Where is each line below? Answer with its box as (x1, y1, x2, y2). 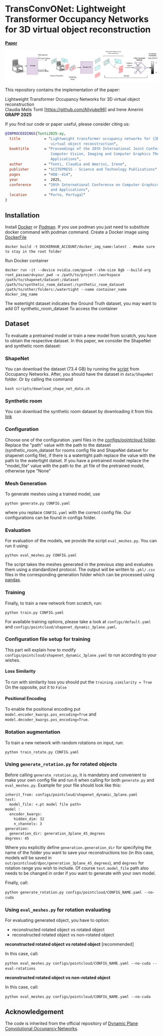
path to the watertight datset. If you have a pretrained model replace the (5, 457, 149, 463)
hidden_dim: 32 (14, 817, 45, 821)
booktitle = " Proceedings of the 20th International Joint (9, 147, 145, 151)
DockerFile (5, 234, 27, 240)
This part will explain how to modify (5, 647, 76, 652)
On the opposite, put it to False (5, 685, 67, 690)
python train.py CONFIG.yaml (5, 610, 64, 615)
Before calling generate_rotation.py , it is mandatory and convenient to (5, 772, 147, 778)
